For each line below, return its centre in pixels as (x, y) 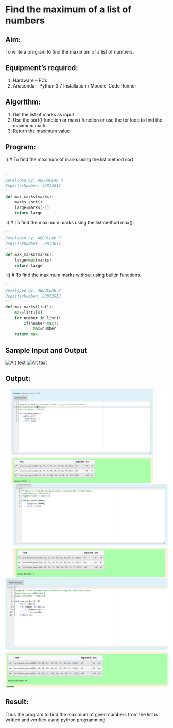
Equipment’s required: (42, 68)
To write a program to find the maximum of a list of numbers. (70, 52)
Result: (17, 702)
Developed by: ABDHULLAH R (34, 180)
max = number (45, 329)
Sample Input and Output (46, 350)
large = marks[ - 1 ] (32, 207)
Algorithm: (23, 102)
